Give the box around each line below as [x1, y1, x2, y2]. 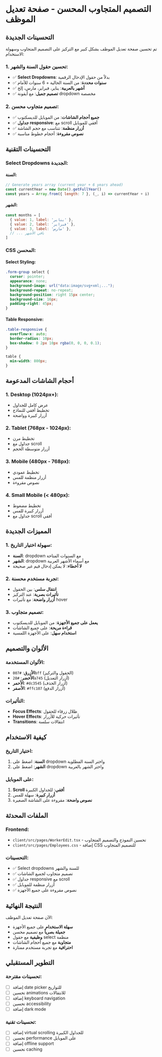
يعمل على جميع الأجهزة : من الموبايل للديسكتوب [12, 620, 98, 626]
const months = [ [5, 212, 41, 217]
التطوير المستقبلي [5, 959, 54, 967]
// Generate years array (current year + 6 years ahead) [5, 182, 124, 188]
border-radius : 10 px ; [10, 336, 54, 341]
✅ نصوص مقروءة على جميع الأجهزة [12, 887, 77, 893]
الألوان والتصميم [5, 644, 49, 652]
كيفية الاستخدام [5, 733, 47, 741]
